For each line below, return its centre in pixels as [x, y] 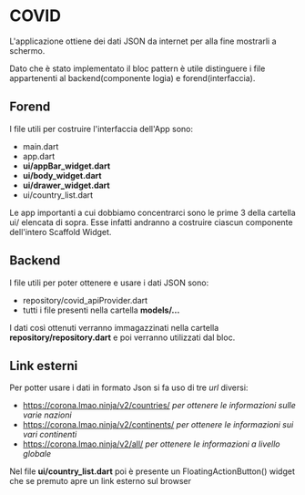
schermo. [27, 50]
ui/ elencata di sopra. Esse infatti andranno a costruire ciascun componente [151, 222]
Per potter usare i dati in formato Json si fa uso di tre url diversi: [129, 387]
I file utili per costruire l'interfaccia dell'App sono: [102, 129]
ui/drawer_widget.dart [66, 185]
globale [37, 454]
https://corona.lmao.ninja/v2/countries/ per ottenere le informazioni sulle [159, 406]
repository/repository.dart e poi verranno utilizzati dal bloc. [122, 337]
